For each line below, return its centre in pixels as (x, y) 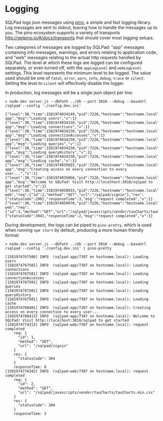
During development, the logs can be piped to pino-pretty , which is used (78, 225)
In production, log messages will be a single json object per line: (69, 93)
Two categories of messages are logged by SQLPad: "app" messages (75, 47)
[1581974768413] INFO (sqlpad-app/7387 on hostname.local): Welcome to (80, 316)
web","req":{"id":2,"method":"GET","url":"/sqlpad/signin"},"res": (75, 195)
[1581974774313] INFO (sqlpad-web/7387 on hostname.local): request (77, 325)
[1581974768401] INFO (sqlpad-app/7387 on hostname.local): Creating (78, 308)
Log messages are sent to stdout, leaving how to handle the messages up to (81, 27)
